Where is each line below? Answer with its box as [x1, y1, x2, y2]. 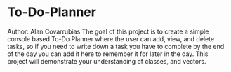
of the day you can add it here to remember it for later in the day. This [7, 50, 209, 58]
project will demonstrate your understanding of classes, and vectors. [7, 57, 206, 65]
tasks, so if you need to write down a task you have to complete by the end [7, 42, 225, 50]
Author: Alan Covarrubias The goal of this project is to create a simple [7, 27, 209, 36]
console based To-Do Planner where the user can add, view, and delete [7, 34, 215, 43]
